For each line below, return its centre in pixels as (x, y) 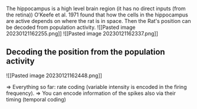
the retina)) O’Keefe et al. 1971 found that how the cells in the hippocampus (97, 15)
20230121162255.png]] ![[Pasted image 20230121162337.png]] (82, 34)
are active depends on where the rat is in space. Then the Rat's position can (98, 21)
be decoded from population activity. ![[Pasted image (71, 27)
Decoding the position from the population (86, 52)
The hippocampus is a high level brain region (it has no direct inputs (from (96, 9)
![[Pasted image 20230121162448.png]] (54, 75)
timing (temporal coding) (36, 99)
